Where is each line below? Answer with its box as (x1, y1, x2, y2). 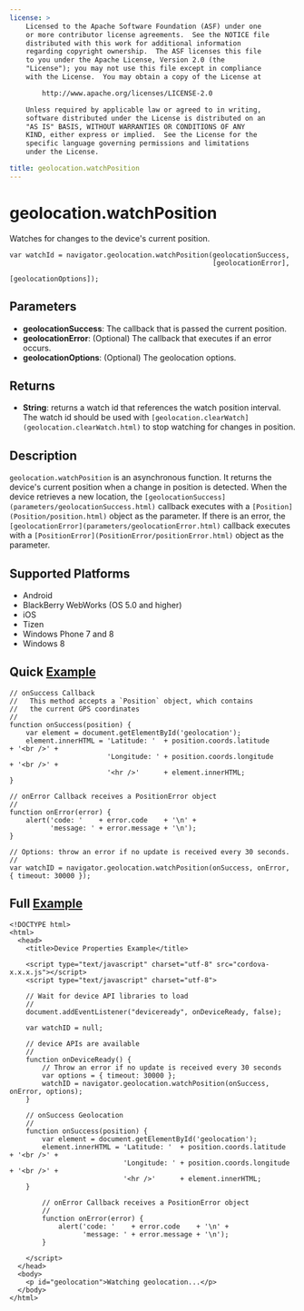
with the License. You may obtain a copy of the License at (25, 73, 261, 82)
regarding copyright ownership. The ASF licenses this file (25, 47, 261, 56)
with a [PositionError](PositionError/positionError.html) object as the (9, 530, 284, 541)
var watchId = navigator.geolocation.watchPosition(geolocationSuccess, (9, 251, 290, 260)
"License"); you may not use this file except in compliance (25, 64, 261, 74)
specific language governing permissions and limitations (25, 139, 250, 148)
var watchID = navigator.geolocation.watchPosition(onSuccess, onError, (9, 863, 290, 872)
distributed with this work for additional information (25, 38, 242, 48)
